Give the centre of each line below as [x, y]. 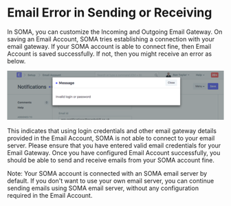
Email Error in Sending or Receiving [110, 13]
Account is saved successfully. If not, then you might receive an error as [109, 54]
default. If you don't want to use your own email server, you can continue [111, 181]
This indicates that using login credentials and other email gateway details [112, 131]
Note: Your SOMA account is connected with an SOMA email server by [107, 174]
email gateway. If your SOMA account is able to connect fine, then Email [109, 46]
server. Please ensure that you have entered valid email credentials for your [114, 145]
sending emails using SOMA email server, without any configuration [103, 188]
